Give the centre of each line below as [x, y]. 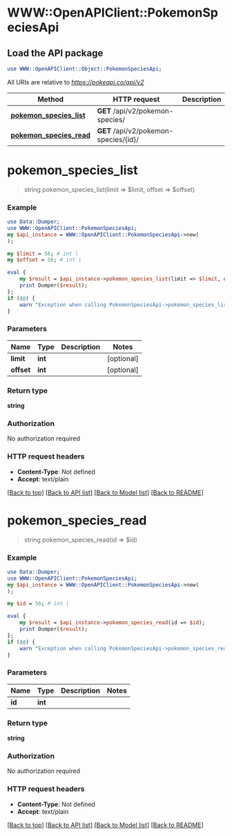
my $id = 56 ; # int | [38, 604]
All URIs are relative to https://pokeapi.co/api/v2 [76, 82]
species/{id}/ [118, 139]
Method [51, 99]
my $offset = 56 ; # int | [44, 260]
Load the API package [55, 53]
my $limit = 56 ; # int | [43, 254]
